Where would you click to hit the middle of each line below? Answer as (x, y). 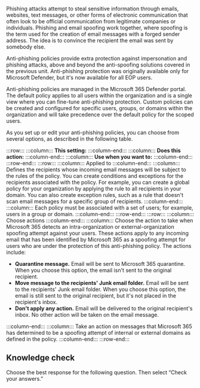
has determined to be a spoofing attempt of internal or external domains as (99, 333)
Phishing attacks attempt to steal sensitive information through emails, (93, 9)
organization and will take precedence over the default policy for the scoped (100, 114)
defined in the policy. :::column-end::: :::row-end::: (68, 339)
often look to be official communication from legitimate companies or (91, 21)
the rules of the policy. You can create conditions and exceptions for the (95, 176)
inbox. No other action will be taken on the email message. (87, 315)
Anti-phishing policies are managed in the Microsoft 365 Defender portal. (96, 89)
